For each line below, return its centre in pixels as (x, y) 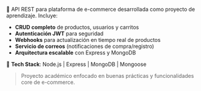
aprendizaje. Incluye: (32, 16)
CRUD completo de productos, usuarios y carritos (77, 27)
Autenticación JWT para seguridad (59, 34)
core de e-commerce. (48, 82)
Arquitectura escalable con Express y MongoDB (75, 53)
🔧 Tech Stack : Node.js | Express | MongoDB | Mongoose (76, 64)
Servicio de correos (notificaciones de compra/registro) (84, 46)
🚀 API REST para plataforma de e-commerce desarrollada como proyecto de (100, 9)
